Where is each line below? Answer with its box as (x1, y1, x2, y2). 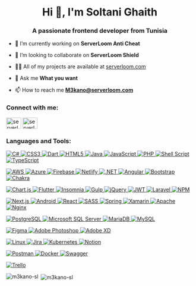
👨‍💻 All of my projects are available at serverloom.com (14, 63, 147, 70)
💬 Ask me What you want (14, 74, 78, 82)
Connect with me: (6, 103, 59, 112)
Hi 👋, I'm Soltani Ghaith (42, 5, 157, 19)
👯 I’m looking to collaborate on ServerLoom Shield (14, 52, 139, 59)
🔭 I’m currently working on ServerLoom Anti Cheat (14, 40, 141, 47)
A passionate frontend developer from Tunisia (31, 27, 168, 35)
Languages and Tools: (6, 137, 71, 145)
